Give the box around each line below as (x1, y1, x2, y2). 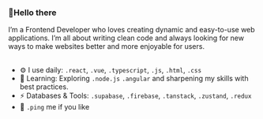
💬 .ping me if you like (19, 102, 90, 112)
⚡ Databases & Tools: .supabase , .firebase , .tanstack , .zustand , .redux (19, 91, 252, 101)
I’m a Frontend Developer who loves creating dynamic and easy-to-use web (8, 25, 255, 35)
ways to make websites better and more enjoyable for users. (8, 42, 205, 51)
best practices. (19, 82, 69, 91)
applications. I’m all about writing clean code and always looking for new (8, 33, 245, 43)
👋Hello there (8, 7, 57, 18)
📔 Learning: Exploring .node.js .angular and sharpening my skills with (19, 74, 249, 84)
